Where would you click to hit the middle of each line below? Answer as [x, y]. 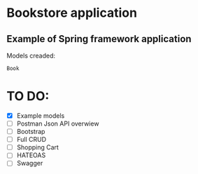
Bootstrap [31, 132]
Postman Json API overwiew [58, 123]
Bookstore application [72, 13]
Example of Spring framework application [99, 39]
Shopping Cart [37, 147]
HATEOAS [31, 155]
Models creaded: [31, 55]
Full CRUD [31, 140]
